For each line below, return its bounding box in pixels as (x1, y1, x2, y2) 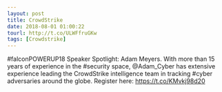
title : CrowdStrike (7, 17, 63, 24)
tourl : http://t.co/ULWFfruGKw (7, 29, 97, 37)
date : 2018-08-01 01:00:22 (7, 23, 85, 30)
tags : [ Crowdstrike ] (7, 36, 67, 43)
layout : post (7, 10, 45, 17)
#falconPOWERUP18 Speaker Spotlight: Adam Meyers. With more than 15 (7, 55, 215, 63)
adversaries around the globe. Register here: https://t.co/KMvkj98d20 (7, 77, 205, 85)
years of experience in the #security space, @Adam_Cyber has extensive (7, 62, 216, 71)
